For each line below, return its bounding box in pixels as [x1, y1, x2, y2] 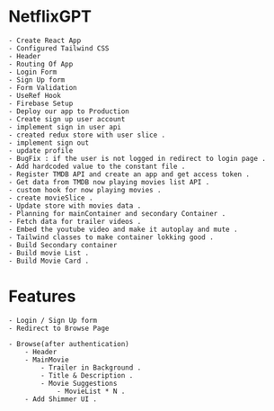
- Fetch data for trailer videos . [8, 217, 142, 226]
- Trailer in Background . [40, 362, 142, 372]
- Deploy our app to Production [8, 106, 129, 116]
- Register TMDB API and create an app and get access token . [8, 169, 251, 179]
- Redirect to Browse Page [8, 324, 110, 333]
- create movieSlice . [8, 193, 93, 202]
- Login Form [8, 67, 57, 76]
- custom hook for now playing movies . [8, 185, 163, 194]
